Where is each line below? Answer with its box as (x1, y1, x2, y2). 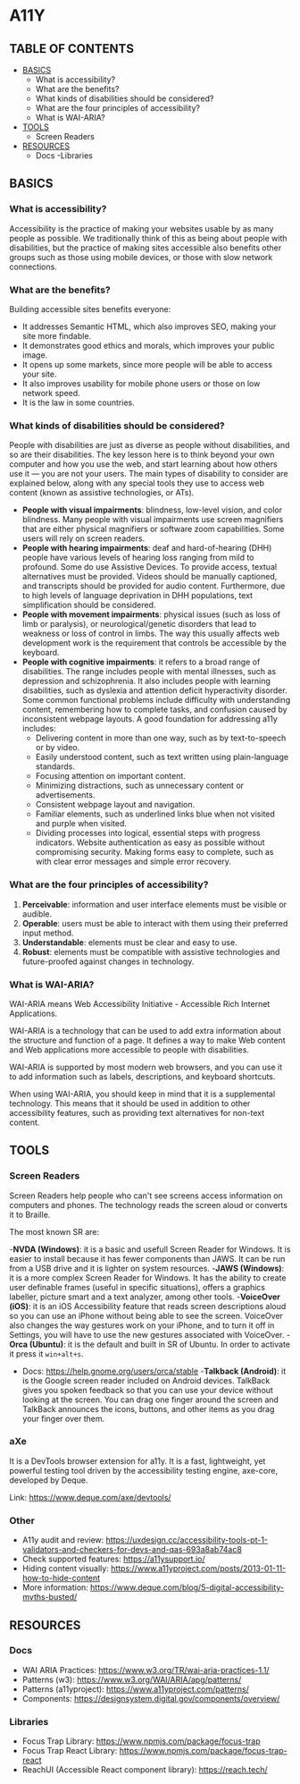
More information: (21, 1582, 89, 1593)
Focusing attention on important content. (35, 771, 186, 782)
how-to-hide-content (21, 1573, 101, 1584)
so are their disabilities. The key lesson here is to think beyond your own (9, 449, 275, 461)
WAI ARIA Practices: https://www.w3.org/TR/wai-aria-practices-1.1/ (21, 1664, 270, 1675)
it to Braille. (9, 1209, 51, 1220)
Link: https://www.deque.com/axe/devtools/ (9, 1492, 171, 1502)
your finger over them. (21, 1413, 105, 1424)
